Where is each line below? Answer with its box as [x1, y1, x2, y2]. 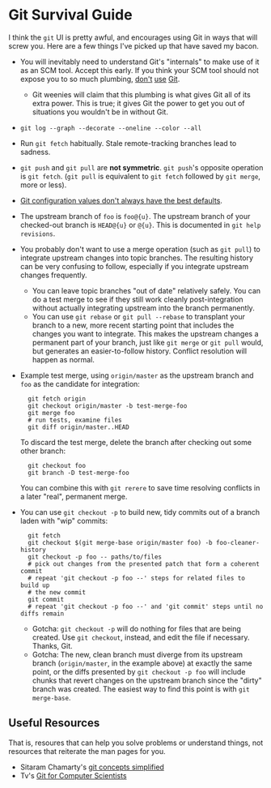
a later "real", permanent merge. [19, 491, 128, 501]
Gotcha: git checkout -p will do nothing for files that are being [32, 623, 241, 633]
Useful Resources [8, 716, 100, 730]
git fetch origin [28, 395, 87, 403]
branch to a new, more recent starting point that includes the [32, 320, 235, 330]
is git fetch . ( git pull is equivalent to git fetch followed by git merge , [19, 171, 261, 181]
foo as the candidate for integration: [19, 379, 140, 388]
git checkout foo [28, 461, 87, 469]
